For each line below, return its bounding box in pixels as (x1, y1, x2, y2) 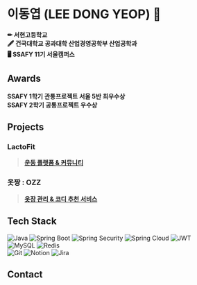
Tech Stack (7, 216, 57, 227)
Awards (7, 73, 42, 85)
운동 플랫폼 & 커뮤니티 (24, 159, 84, 167)
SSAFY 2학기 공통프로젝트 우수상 (7, 101, 98, 109)
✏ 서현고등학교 (7, 31, 48, 39)
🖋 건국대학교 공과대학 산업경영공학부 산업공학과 (7, 39, 137, 47)
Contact (7, 268, 43, 280)
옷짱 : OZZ (7, 178, 42, 187)
